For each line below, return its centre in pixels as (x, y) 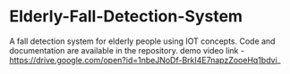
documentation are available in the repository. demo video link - (127, 50)
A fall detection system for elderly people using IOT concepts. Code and (142, 41)
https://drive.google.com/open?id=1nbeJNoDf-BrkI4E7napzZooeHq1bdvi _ (145, 60)
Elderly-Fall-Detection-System (126, 16)
